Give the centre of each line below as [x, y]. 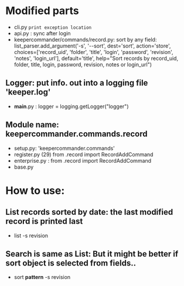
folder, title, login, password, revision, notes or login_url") [83, 64]
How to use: [35, 191]
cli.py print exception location [53, 27]
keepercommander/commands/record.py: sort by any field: [85, 39]
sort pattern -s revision [42, 277]
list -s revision [31, 235]
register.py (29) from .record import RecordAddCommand [84, 154]
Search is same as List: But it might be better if [92, 254]
